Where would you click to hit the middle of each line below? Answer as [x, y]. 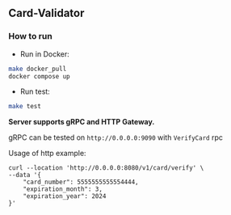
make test [25, 107]
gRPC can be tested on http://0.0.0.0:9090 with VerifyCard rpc [116, 137]
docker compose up [39, 76]
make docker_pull [38, 69]
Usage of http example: [47, 154]
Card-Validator [46, 13]
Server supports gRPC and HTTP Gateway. [82, 122]
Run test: [35, 91]
